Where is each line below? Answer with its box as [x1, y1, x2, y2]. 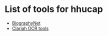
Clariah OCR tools [11, 25, 49, 31]
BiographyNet [11, 20, 41, 26]
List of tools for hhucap [4, 3, 103, 15]
